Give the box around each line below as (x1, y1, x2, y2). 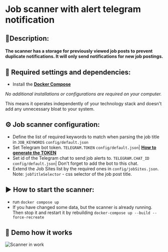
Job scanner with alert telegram (5, 4, 141, 15)
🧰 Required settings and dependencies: (5, 68, 131, 76)
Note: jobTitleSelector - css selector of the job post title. (12, 171, 132, 177)
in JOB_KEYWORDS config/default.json (12, 139, 89, 145)
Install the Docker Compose (12, 81, 71, 87)
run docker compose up (12, 199, 59, 205)
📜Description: (5, 34, 49, 43)
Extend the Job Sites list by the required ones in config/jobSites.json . (12, 165, 159, 171)
